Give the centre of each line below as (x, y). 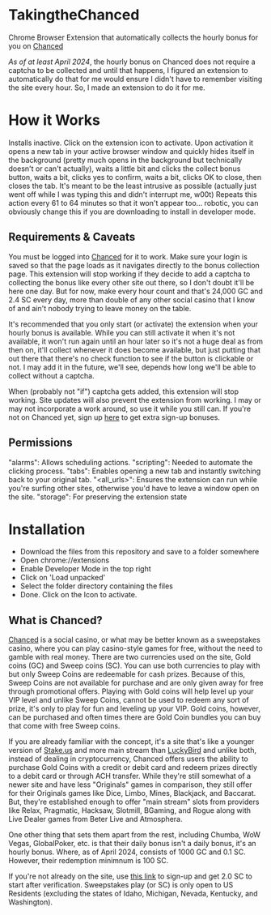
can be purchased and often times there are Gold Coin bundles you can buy (135, 717)
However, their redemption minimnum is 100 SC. (89, 861)
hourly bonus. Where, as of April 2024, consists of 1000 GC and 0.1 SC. (127, 852)
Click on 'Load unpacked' (63, 578)
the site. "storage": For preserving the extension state (98, 497)
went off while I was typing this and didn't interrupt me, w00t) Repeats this (133, 194)
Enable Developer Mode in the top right (85, 569)
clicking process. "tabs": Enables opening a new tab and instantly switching (135, 471)
